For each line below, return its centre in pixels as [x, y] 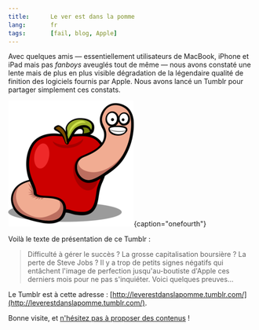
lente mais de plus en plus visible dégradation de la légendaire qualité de [126, 73]
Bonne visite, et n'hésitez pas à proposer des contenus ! [99, 318]
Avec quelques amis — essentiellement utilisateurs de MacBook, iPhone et [129, 57]
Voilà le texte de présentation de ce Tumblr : [80, 239]
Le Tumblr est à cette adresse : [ [60, 295]
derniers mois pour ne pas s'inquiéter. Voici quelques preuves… [130, 280]
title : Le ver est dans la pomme [71, 16]
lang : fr [33, 25]
